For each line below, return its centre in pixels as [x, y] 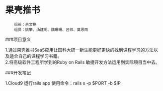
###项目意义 [18, 39]
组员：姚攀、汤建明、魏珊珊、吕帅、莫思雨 [51, 30]
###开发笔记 [18, 72]
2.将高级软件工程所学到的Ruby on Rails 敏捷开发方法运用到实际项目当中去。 [82, 62]
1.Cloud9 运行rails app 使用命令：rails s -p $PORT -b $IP [63, 83]
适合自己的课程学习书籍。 [36, 56]
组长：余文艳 [25, 24]
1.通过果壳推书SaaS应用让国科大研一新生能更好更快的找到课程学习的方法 [80, 50]
